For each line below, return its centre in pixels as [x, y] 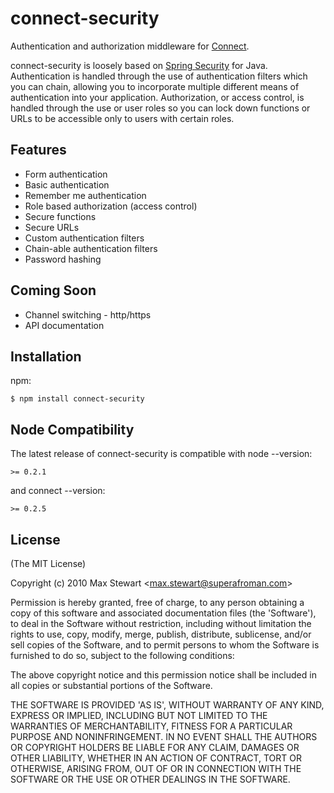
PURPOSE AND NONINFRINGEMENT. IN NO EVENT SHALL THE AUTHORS [164, 736]
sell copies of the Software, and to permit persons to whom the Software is [165, 645]
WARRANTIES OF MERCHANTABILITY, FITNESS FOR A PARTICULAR [151, 726]
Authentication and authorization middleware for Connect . [130, 46]
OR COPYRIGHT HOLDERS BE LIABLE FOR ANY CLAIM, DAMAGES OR [155, 747]
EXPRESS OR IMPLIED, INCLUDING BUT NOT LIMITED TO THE [139, 715]
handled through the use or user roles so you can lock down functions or [160, 108]
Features [38, 150]
